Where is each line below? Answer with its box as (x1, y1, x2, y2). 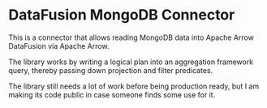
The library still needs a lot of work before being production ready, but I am (8, 81, 260, 91)
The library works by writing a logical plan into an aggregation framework (8, 57, 254, 67)
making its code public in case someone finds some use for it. (8, 89, 216, 99)
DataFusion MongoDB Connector (8, 6, 235, 24)
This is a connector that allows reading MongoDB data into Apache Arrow (8, 32, 254, 42)
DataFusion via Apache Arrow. (8, 41, 110, 50)
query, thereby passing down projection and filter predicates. (8, 65, 213, 75)
